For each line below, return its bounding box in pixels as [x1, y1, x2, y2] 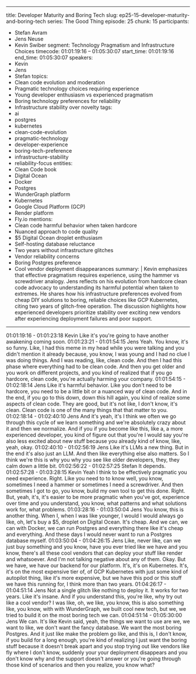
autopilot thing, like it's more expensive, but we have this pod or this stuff [6, 575, 182, 581]
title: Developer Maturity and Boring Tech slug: [6, 12, 118, 18]
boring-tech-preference [14, 147, 72, 154]
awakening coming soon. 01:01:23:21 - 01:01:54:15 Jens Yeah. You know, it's [6, 338, 188, 345]
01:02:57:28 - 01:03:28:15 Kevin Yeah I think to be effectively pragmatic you [6, 469, 188, 476]
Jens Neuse [14, 36, 44, 42]
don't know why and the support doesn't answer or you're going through [6, 655, 181, 662]
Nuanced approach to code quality [14, 228, 99, 235]
